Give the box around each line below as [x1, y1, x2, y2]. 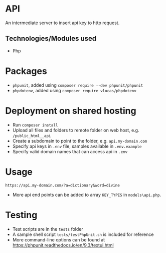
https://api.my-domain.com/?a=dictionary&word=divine [5, 182, 120, 188]
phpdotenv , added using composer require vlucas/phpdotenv [12, 87, 136, 93]
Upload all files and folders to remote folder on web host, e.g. [12, 127, 139, 133]
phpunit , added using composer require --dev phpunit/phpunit [12, 82, 143, 88]
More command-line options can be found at [12, 236, 105, 242]
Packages [5, 65, 48, 77]
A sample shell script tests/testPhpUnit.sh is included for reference [12, 231, 154, 237]
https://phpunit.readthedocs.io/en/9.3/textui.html [12, 242, 114, 248]
